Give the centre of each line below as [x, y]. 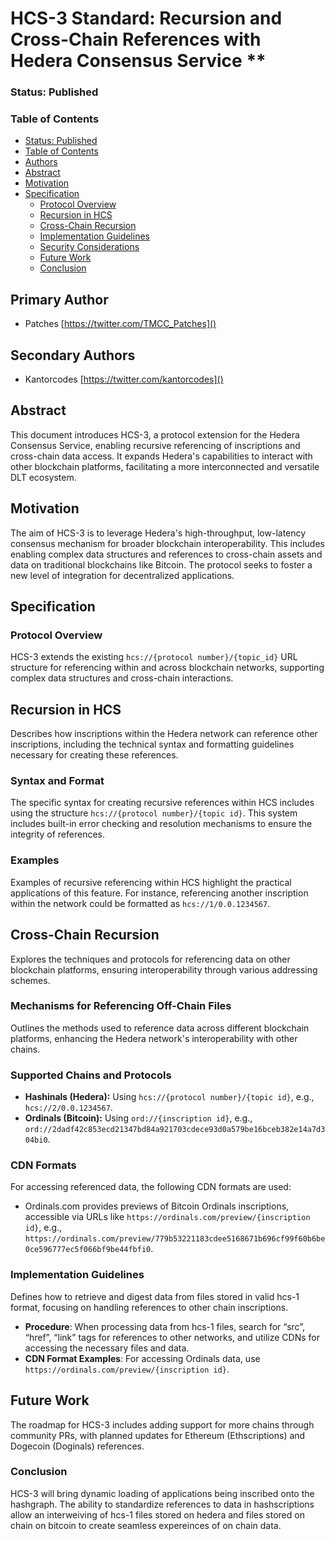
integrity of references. [58, 834]
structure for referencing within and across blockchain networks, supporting [167, 668]
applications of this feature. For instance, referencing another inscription [159, 893]
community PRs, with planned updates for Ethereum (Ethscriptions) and [158, 1435]
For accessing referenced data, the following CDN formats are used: [151, 1187]
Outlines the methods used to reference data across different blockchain [160, 1028]
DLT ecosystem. [43, 477]
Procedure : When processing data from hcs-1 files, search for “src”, [165, 1326]
